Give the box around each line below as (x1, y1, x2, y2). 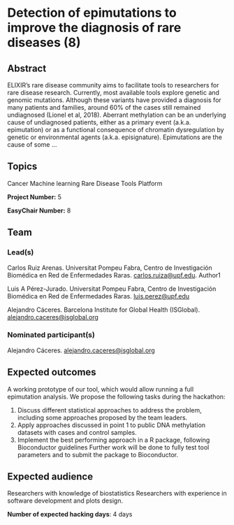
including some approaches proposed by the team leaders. (17, 413, 188, 422)
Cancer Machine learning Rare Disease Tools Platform (7, 179, 163, 187)
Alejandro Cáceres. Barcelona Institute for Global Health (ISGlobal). (7, 305, 200, 314)
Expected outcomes (7, 366, 96, 378)
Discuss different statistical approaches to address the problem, (17, 405, 203, 414)
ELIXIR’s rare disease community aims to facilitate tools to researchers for (7, 81, 219, 89)
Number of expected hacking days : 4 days (7, 510, 133, 519)
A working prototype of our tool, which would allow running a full (7, 384, 194, 393)
